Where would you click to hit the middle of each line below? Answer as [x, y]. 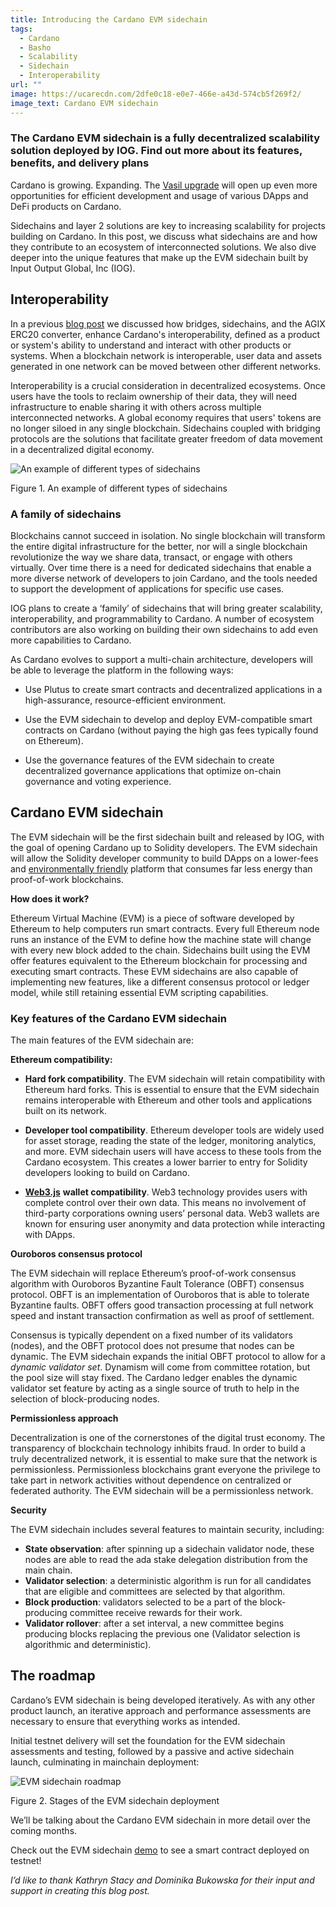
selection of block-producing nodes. [85, 1399]
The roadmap [53, 1676]
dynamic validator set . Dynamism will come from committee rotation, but [160, 1367]
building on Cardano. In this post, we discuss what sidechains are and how [164, 236]
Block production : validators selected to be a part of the [141, 1602]
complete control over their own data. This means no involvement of [165, 1203]
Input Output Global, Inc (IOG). [73, 268]
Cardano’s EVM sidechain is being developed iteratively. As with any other [163, 1700]
